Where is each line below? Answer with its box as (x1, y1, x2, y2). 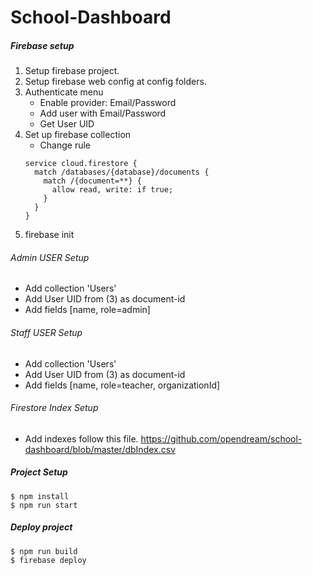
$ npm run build (10, 546, 78, 556)
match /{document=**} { (43, 176, 142, 186)
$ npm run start (10, 500, 78, 510)
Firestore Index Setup (10, 402, 99, 414)
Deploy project (10, 521, 73, 533)
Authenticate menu (24, 86, 104, 98)
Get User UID (39, 118, 95, 130)
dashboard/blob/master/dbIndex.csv (24, 443, 176, 455)
